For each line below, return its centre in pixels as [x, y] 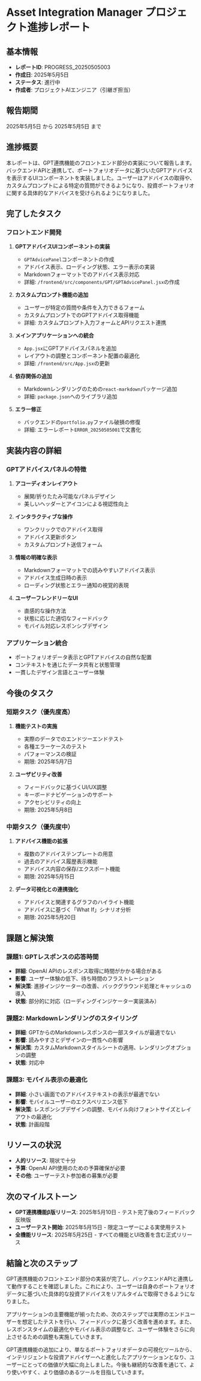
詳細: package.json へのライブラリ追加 [70, 397]
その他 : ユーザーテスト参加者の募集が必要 [66, 1175]
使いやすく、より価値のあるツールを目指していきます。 [79, 1372]
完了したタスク [34, 214]
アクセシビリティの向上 [53, 802]
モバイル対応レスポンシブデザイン [66, 626]
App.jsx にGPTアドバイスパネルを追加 [70, 348]
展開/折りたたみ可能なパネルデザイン [70, 496]
